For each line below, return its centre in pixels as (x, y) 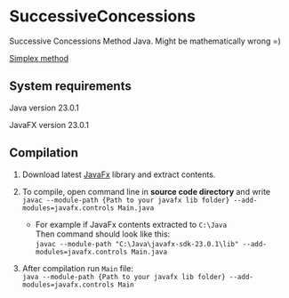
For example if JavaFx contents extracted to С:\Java (131, 224)
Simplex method (39, 58)
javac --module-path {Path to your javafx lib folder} (126, 200)
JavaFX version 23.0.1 (49, 125)
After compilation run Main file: (77, 268)
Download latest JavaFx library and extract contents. (119, 174)
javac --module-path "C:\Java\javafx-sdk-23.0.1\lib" (137, 244)
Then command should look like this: (103, 234)
